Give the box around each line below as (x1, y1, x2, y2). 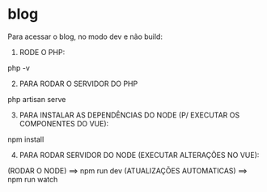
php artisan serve (7, 94, 66, 104)
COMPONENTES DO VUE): (19, 118, 109, 128)
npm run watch (7, 174, 58, 184)
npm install (7, 134, 44, 144)
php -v (7, 62, 30, 73)
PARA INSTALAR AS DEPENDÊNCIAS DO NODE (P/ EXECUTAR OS (19, 110, 240, 120)
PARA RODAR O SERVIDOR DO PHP (19, 79, 138, 88)
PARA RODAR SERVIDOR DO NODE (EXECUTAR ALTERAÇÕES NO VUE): (19, 150, 260, 160)
